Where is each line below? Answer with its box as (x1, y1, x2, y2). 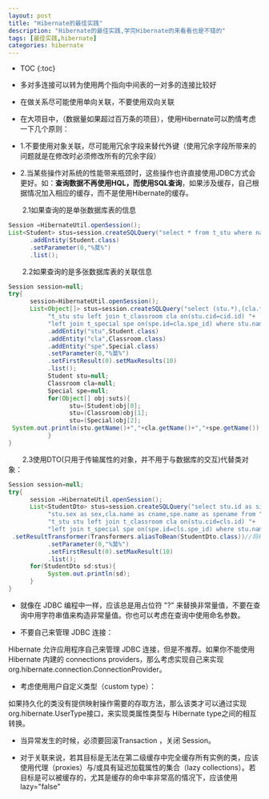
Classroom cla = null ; (47, 379, 116, 387)
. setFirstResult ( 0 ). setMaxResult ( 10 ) (47, 547, 174, 555)
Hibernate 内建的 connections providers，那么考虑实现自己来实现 (8, 654, 224, 664)
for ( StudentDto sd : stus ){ (29, 563, 116, 571)
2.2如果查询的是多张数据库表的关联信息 (22, 266, 153, 276)
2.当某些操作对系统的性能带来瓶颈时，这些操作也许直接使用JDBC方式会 (19, 168, 256, 178)
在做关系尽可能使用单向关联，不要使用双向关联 (19, 97, 175, 107)
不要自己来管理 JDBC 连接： (19, 627, 114, 637)
